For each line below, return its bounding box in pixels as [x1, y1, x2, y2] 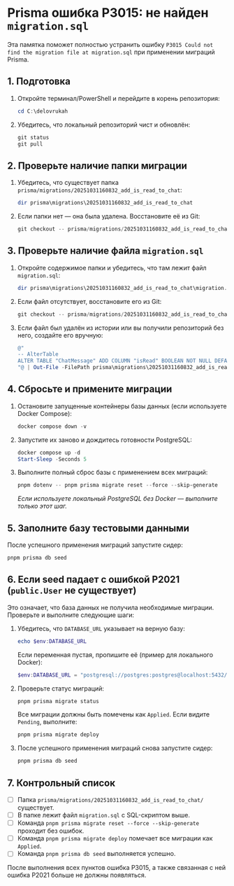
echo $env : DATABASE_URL [17, 637, 87, 645]
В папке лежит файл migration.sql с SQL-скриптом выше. [17, 811, 191, 819]
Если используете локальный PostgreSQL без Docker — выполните [17, 494, 218, 503]
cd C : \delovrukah [17, 107, 68, 115]
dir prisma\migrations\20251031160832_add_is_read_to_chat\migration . [17, 284, 228, 291]
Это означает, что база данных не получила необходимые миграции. [7, 603, 214, 611]
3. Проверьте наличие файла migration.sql [7, 245, 204, 257]
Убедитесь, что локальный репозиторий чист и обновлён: [17, 120, 191, 129]
